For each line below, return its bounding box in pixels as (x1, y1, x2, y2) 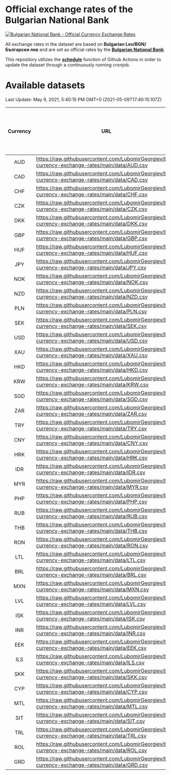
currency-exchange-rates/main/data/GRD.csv (36, 761, 148, 768)
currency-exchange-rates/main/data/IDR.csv (36, 469, 146, 476)
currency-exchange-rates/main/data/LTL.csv (36, 556, 146, 563)
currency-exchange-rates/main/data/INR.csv (36, 629, 146, 637)
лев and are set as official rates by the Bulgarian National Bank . (30, 46, 165, 52)
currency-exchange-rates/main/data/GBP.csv (36, 235, 148, 242)
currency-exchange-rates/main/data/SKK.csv (36, 673, 148, 680)
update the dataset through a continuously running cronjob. (5, 62, 130, 68)
